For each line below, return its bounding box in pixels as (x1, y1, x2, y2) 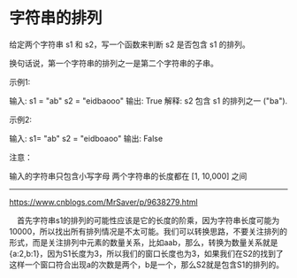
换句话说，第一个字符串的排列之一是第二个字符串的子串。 (9, 58, 218, 68)
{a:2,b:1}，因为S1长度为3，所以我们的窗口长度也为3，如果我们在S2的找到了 (9, 248, 285, 259)
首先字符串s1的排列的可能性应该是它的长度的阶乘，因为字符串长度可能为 (16, 214, 280, 226)
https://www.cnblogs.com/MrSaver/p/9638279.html (9, 197, 198, 207)
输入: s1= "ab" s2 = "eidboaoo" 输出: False (9, 133, 164, 143)
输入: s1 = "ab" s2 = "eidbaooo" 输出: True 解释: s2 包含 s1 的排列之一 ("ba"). (9, 95, 288, 106)
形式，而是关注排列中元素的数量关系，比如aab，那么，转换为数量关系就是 (9, 236, 278, 248)
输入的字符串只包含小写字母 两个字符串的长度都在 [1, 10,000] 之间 (9, 170, 247, 181)
